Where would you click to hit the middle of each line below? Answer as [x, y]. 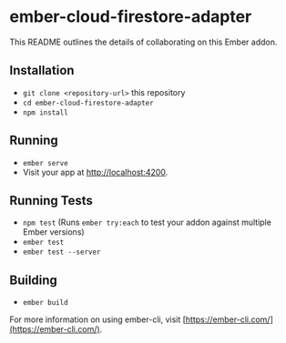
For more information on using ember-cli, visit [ [98, 319]
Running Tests [51, 201]
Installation [42, 71]
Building [33, 280]
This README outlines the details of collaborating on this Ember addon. [143, 42]
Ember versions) [53, 232]
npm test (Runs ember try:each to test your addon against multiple [147, 222]
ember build [45, 303]
